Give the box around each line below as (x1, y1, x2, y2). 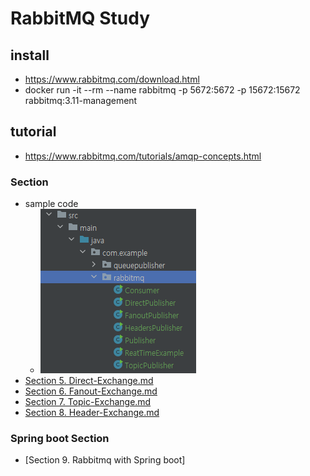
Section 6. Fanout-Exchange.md (24, 385, 158, 397)
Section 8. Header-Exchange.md (24, 407, 160, 419)
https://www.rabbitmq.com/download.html (24, 73, 200, 85)
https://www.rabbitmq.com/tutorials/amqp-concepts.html (24, 150, 262, 162)
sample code (24, 198, 79, 210)
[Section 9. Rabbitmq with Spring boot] (24, 454, 186, 466)
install (10, 47, 50, 64)
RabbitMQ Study (10, 7, 151, 30)
